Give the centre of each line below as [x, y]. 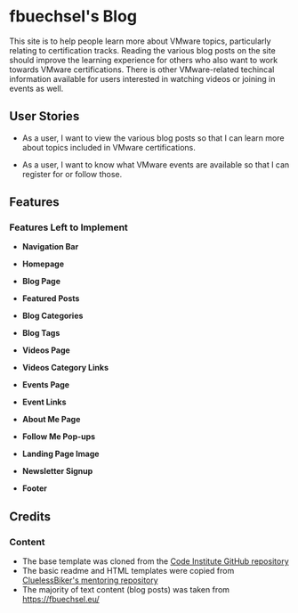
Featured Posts [51, 298]
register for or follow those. [72, 174]
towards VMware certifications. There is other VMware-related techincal [142, 69]
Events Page [45, 385]
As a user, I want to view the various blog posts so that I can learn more [153, 138]
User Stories [44, 116]
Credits [30, 516]
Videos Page [46, 350]
